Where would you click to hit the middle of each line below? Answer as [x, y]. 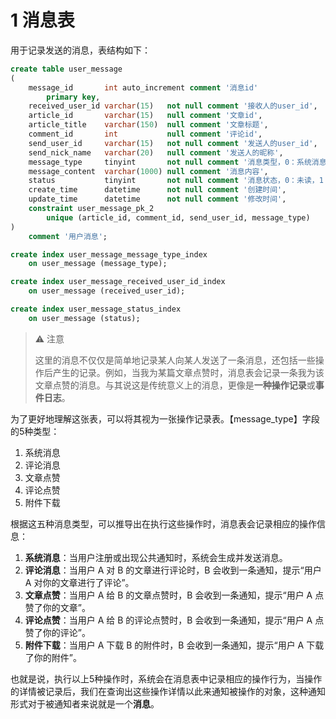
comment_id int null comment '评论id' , [145, 134]
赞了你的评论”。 [57, 632]
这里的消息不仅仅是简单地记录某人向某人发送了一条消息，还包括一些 [175, 360]
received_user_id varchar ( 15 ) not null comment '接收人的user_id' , [173, 106]
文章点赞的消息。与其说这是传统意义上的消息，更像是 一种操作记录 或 [175, 385]
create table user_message [66, 69]
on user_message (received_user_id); [107, 291]
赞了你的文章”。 [57, 607]
